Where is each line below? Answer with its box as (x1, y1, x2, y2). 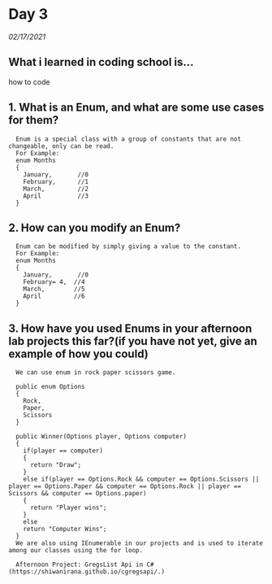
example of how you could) (8, 346, 149, 360)
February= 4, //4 (23, 278, 85, 286)
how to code (8, 76, 50, 86)
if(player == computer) (23, 447, 104, 455)
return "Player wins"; (29, 503, 107, 512)
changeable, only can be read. (8, 142, 114, 150)
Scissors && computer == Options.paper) (8, 490, 148, 498)
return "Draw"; (29, 461, 82, 469)
